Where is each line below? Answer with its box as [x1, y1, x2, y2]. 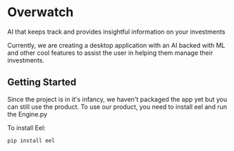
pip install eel [7, 137, 55, 144]
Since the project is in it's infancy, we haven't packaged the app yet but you [7, 95, 228, 103]
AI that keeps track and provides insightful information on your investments [7, 27, 226, 36]
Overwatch [7, 4, 74, 20]
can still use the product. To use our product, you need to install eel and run [7, 103, 228, 111]
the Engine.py [7, 110, 48, 118]
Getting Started [7, 77, 77, 88]
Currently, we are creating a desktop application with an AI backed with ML [7, 41, 226, 49]
